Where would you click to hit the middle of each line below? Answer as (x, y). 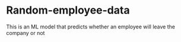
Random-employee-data (68, 10)
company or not (26, 33)
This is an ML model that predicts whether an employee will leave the (90, 27)
